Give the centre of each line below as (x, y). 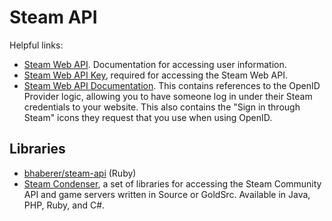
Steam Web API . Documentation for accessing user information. (155, 64)
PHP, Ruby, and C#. (64, 205)
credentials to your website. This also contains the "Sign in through (162, 107)
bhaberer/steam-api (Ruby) (80, 173)
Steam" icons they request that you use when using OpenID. (148, 117)
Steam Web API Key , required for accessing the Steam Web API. (156, 75)
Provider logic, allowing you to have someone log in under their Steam (168, 96)
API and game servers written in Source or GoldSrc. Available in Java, (167, 194)
